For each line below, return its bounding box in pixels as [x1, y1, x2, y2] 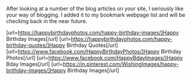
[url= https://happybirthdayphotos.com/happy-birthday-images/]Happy [6, 29, 179, 36]
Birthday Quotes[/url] [66, 41, 119, 49]
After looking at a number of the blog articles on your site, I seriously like [6, 5, 184, 12]
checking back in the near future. [6, 18, 88, 24]
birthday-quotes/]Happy [6, 41, 65, 49]
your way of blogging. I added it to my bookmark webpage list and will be [6, 11, 186, 18]
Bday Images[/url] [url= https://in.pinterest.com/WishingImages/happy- [6, 60, 179, 68]
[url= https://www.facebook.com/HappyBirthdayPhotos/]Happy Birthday [6, 48, 182, 55]
